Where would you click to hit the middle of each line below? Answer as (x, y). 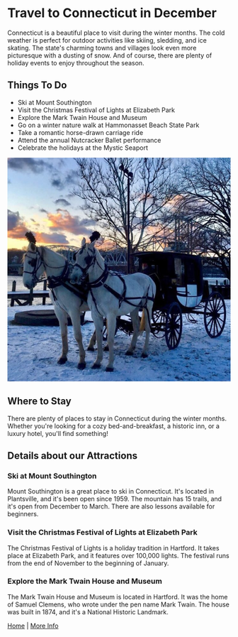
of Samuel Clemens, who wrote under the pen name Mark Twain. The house (119, 604)
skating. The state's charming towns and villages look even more (102, 48)
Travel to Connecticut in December (112, 13)
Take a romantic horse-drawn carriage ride (80, 132)
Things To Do (37, 86)
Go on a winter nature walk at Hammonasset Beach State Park (108, 125)
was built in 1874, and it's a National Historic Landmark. (88, 611)
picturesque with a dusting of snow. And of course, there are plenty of (110, 55)
